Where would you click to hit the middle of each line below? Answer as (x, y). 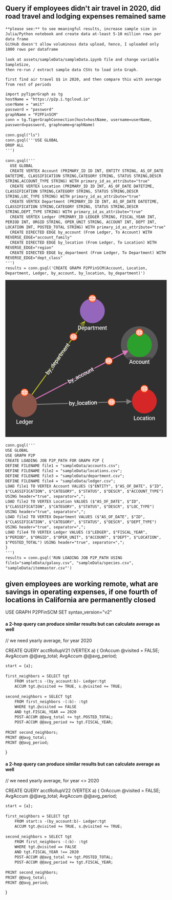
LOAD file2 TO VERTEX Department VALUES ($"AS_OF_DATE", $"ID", (75, 517)
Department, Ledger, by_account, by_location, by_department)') (75, 273)
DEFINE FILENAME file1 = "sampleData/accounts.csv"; (63, 466)
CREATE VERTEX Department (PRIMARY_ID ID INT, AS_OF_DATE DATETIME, (84, 202)
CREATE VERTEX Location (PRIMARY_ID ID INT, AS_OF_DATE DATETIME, (82, 186)
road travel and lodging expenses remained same (86, 17)
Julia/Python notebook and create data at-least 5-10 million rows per (83, 34)
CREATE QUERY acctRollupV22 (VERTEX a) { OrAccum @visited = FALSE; (83, 791)
